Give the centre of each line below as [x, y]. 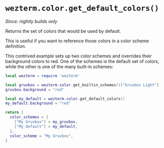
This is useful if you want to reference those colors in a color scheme [77, 41]
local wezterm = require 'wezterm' [43, 76]
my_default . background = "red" [38, 103]
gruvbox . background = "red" [35, 90]
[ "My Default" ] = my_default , [46, 126]
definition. [16, 46]
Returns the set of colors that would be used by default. [63, 31]
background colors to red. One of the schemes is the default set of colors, [82, 61]
